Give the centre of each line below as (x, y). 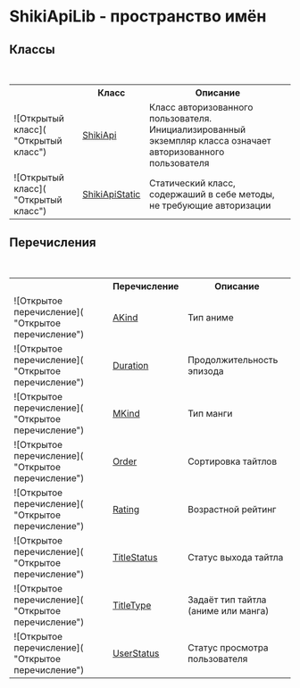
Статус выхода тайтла (235, 557)
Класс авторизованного (201, 107)
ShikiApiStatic (111, 194)
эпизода (205, 370)
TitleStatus (135, 557)
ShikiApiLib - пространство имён (138, 17)
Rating (126, 509)
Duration (131, 365)
